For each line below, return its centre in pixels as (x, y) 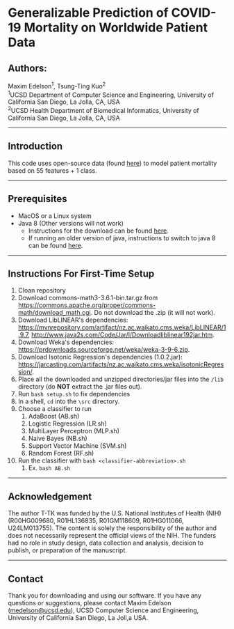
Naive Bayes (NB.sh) (58, 438)
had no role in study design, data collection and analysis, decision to (106, 543)
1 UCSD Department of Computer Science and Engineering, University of (111, 94)
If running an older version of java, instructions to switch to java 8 (122, 238)
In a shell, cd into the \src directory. (69, 401)
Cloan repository (42, 290)
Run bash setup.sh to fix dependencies (74, 394)
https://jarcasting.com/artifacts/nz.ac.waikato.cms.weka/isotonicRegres (121, 364)
